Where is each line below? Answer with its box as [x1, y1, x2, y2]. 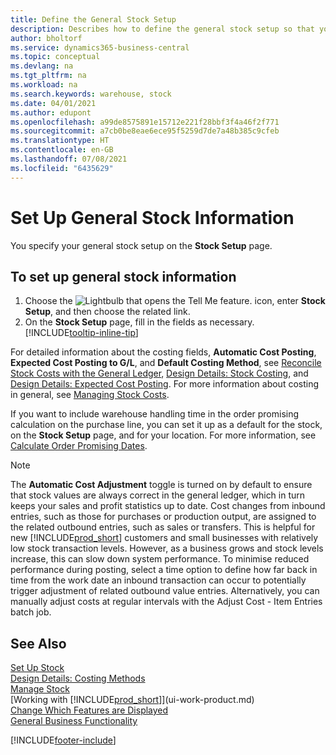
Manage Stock [10, 683, 70, 695]
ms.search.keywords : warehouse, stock [10, 89, 172, 99]
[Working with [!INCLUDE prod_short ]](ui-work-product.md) [10, 694, 255, 706]
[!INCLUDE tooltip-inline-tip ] [24, 327, 139, 339]
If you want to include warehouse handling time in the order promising [10, 408, 300, 420]
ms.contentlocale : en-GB [10, 145, 114, 155]
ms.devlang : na [10, 61, 74, 71]
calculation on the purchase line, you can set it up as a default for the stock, [10, 419, 323, 431]
